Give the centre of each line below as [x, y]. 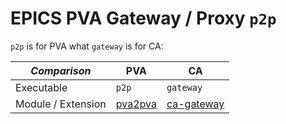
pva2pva [136, 104]
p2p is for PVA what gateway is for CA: [87, 46]
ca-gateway [195, 104]
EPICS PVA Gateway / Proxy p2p [143, 18]
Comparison [61, 70]
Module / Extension [61, 104]
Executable [41, 87]
